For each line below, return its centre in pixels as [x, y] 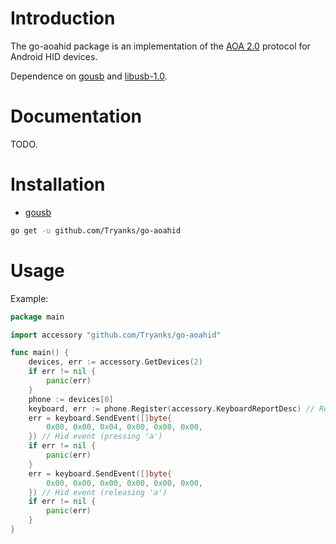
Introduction [63, 18]
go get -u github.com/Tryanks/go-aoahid [96, 230]
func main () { [40, 353]
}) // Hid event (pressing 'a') [95, 437]
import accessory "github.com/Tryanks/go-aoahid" [116, 335]
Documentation [76, 116]
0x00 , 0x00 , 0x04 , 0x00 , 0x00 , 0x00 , [125, 427]
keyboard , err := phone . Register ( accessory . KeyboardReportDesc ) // [171, 408]
